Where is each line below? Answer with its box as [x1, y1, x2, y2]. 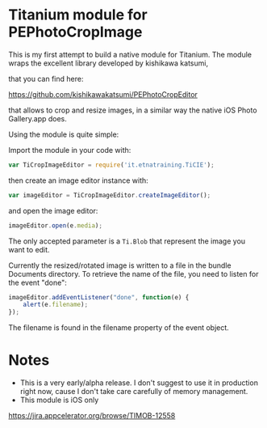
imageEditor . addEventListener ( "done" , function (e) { [8, 293, 190, 301]
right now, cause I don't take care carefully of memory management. [19, 387, 248, 396]
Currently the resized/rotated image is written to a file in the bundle [8, 261, 232, 270]
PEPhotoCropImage [8, 23, 143, 41]
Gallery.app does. [8, 113, 67, 123]
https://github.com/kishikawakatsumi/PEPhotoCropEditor [8, 89, 198, 99]
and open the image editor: [8, 206, 98, 215]
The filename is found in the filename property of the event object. [8, 323, 230, 333]
